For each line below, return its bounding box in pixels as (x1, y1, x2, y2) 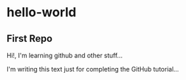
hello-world (6, 4, 77, 21)
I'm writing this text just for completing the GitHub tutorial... (6, 65, 180, 73)
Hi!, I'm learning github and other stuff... (6, 51, 123, 59)
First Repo (6, 33, 53, 45)
